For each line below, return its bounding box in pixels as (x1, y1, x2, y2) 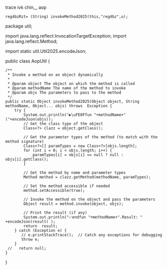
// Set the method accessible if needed (23, 184, 110, 189)
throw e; (21, 237, 40, 242)
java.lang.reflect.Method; (5, 38, 58, 44)
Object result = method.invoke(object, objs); (23, 201, 124, 206)
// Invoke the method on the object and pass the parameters (23, 197, 156, 202)
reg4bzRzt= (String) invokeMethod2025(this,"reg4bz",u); (5, 14, 128, 19)
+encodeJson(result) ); (5, 219, 56, 224)
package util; (5, 23, 32, 29)
